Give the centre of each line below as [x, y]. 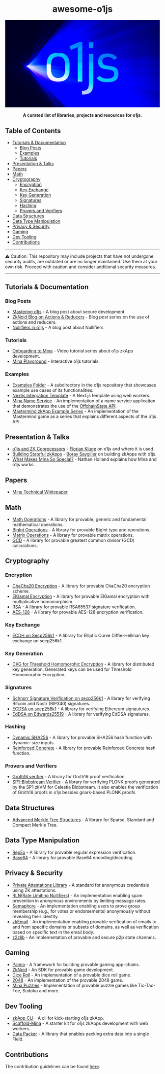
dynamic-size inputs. [33, 742]
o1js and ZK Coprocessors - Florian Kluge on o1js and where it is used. [83, 449]
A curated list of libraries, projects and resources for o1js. [82, 115]
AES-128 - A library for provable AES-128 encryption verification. [78, 612]
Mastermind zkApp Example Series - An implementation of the [75, 411]
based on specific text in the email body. [53, 932]
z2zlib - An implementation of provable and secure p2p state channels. [84, 937]
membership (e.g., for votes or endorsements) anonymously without [81, 911]
